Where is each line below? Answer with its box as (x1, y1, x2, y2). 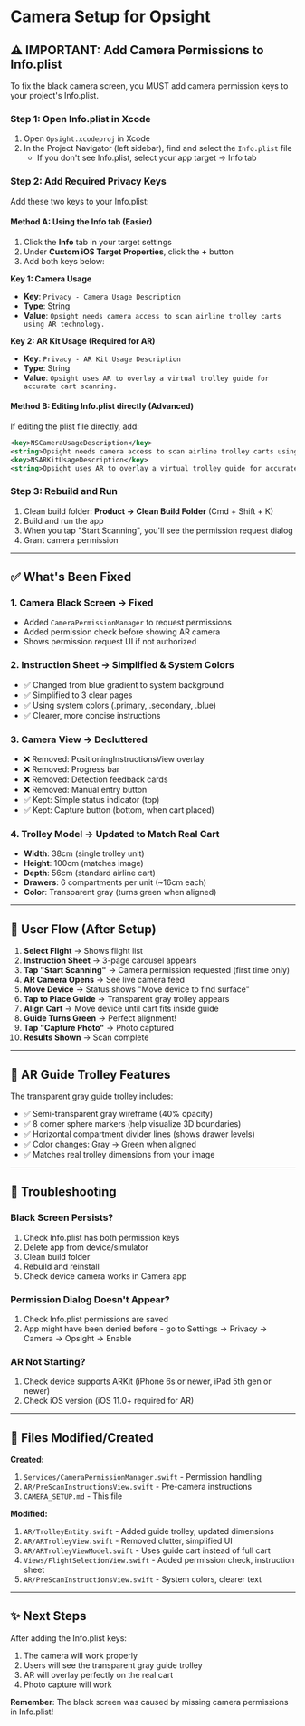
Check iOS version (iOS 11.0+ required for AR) (23, 1396, 195, 1407)
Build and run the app (23, 515, 104, 526)
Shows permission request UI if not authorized (23, 636, 197, 647)
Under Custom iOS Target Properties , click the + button (23, 246, 234, 257)
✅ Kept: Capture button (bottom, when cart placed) (23, 805, 215, 815)
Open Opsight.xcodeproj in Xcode (23, 133, 150, 144)
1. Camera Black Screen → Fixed (10, 596, 154, 609)
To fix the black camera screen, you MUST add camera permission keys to (10, 81, 289, 91)
